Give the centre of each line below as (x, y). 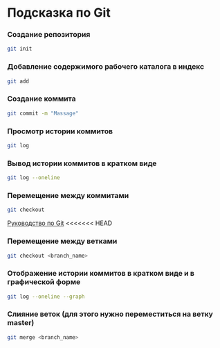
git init (20, 49)
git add (18, 81)
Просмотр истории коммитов (60, 131)
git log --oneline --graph (46, 297)
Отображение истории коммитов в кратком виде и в (101, 274)
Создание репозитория (49, 35)
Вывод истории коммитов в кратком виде (82, 163)
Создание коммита (42, 99)
